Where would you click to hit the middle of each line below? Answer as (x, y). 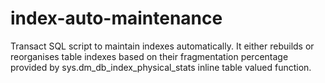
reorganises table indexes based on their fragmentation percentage (149, 56)
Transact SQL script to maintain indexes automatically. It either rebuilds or (162, 46)
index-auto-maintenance (116, 18)
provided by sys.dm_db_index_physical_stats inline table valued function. (161, 67)
